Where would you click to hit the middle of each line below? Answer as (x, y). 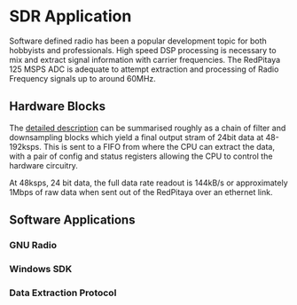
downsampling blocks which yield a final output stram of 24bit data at (137, 137)
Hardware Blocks (58, 107)
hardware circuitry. (43, 165)
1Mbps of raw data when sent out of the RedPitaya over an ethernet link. (141, 192)
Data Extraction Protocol (63, 293)
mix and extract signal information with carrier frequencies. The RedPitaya (145, 59)
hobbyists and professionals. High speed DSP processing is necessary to (143, 50)
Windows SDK (41, 269)
